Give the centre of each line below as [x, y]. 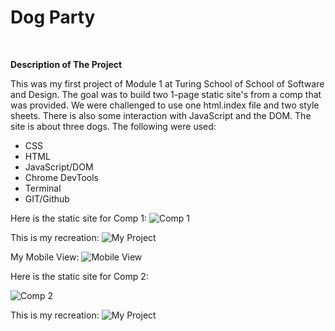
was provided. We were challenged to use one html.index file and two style [165, 105]
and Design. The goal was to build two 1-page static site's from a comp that [166, 94]
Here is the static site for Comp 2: [79, 276]
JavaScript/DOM [59, 167]
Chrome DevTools [61, 177]
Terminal [43, 188]
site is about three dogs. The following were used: [113, 126]
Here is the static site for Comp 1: [79, 218]
